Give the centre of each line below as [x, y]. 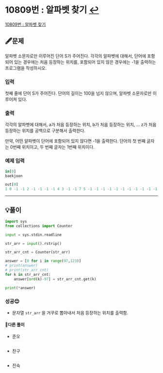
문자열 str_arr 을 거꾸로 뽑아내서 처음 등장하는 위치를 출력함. [70, 313]
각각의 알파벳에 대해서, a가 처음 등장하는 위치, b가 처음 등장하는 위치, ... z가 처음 [81, 125]
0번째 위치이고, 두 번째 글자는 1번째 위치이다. [52, 147]
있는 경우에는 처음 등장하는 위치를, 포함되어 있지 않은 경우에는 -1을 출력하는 [85, 62]
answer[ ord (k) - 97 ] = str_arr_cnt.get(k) [55, 279]
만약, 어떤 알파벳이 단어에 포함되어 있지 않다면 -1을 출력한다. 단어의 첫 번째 [75, 141]
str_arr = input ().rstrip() [33, 243]
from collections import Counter [39, 226]
